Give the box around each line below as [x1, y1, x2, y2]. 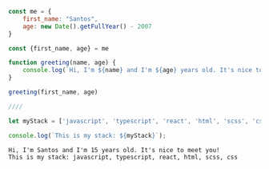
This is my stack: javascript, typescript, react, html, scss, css [8, 153, 239, 161]
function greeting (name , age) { [8, 58, 116, 67]
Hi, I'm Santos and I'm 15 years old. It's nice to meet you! [8, 146, 220, 154]
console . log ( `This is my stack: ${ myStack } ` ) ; [8, 131, 167, 139]
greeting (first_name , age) [8, 88, 98, 96]
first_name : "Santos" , [22, 14, 98, 23]
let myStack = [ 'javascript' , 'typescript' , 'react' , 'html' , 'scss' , [8, 117, 249, 125]
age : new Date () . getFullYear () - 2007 [22, 22, 152, 30]
